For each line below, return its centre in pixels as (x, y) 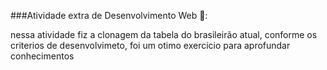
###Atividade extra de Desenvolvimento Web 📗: (109, 15)
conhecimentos (42, 56)
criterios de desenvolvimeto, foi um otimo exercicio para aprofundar (150, 45)
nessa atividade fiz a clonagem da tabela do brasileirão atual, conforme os (164, 34)
